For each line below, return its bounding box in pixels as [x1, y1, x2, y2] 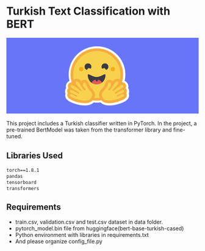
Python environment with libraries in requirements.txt [15, 231, 149, 238]
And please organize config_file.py [15, 238, 103, 245]
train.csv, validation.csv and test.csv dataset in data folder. [15, 218, 164, 225]
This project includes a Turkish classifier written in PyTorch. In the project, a [6, 120, 197, 127]
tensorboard [6, 180, 37, 186]
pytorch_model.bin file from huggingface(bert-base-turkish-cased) [15, 224, 184, 232]
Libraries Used [6, 150, 63, 161]
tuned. [6, 133, 23, 140]
